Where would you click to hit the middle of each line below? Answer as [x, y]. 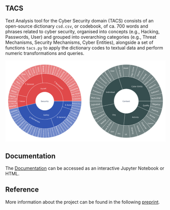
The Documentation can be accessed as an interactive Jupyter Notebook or [85, 168]
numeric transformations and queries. [45, 53]
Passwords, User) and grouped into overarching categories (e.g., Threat [81, 37]
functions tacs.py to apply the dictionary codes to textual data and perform [84, 47]
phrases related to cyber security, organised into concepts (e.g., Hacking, [82, 31]
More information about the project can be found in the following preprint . [83, 202]
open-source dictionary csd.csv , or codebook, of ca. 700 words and [77, 26]
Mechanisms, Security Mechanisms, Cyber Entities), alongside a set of [79, 42]
